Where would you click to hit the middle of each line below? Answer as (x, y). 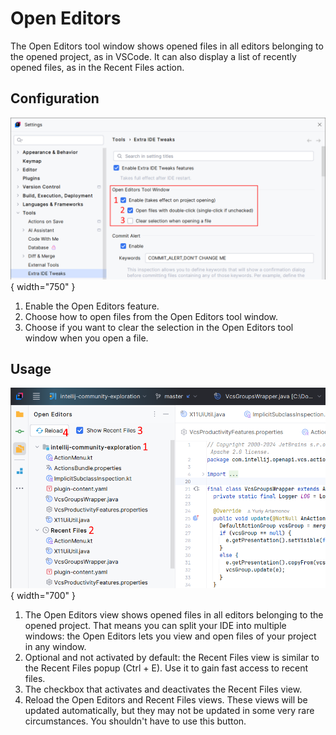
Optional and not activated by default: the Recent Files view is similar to (172, 658)
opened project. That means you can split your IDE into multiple (155, 626)
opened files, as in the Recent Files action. (97, 67)
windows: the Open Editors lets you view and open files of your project (170, 636)
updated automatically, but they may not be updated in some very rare (169, 711)
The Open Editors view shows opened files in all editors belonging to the (174, 615)
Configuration (55, 98)
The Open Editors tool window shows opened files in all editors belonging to (167, 46)
